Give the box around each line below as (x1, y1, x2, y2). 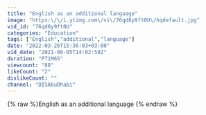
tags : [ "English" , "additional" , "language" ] (7, 36, 135, 43)
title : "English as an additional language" (7, 10, 138, 17)
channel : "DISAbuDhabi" (7, 81, 76, 88)
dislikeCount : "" (7, 74, 58, 82)
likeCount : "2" (7, 68, 51, 75)
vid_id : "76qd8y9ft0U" (7, 23, 73, 30)
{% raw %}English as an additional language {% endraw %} (7, 100, 178, 108)
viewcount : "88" (7, 62, 54, 69)
